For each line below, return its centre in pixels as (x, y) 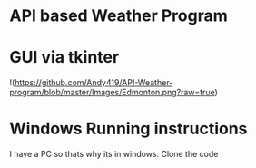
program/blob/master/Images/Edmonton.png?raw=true (112, 93)
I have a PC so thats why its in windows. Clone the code (114, 154)
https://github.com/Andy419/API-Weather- (94, 83)
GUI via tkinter (64, 58)
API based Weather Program (119, 16)
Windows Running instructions (128, 129)
